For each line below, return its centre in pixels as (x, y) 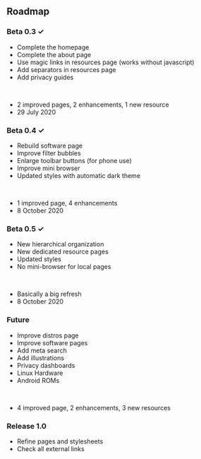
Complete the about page (54, 54)
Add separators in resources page (66, 69)
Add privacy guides (45, 77)
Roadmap (28, 12)
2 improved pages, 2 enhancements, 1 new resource (93, 105)
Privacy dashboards (46, 365)
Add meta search (42, 350)
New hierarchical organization (60, 244)
